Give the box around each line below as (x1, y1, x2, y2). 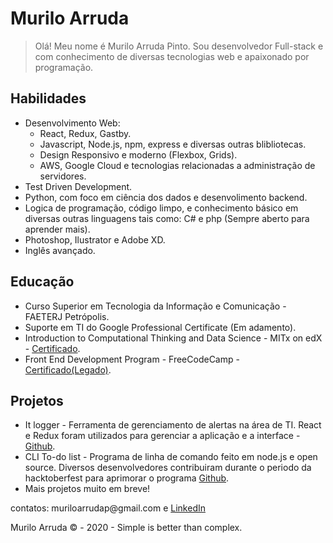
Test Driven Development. (24, 180, 133, 192)
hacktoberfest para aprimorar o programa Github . (24, 472, 230, 484)
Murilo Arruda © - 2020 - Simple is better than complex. (10, 522, 243, 534)
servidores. (39, 170, 87, 182)
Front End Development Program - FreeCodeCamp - (24, 353, 240, 365)
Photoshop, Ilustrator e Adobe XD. (24, 233, 166, 246)
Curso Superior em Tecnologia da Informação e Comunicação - (24, 300, 287, 312)
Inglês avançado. (24, 244, 96, 256)
